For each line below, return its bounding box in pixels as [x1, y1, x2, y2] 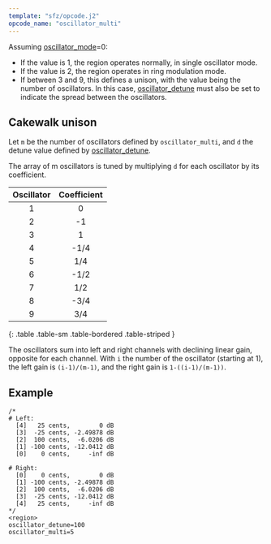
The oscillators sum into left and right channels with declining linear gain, [8, 345, 253, 355]
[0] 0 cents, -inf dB [15, 450, 114, 459]
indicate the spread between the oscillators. [19, 92, 168, 101]
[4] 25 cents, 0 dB [15, 421, 114, 430]
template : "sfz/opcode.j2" [8, 11, 100, 20]
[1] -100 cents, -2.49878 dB [15, 478, 114, 487]
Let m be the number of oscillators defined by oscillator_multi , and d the [8, 137, 254, 147]
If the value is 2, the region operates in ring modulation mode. [19, 66, 227, 76]
